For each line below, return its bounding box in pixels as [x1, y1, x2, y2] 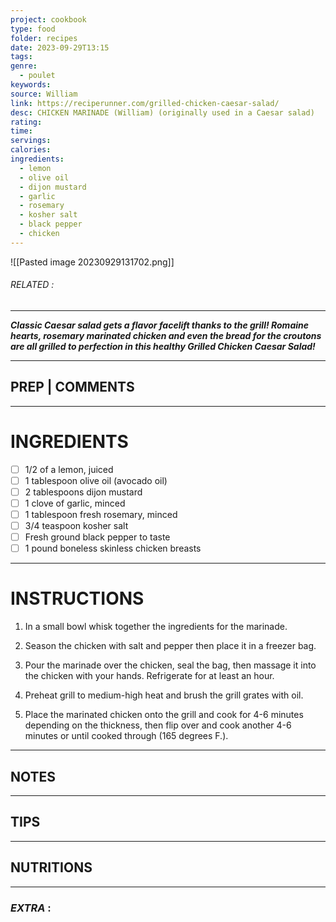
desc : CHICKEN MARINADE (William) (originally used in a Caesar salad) [10, 107, 315, 118]
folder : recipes [10, 33, 78, 43]
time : [10, 126, 33, 136]
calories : [10, 145, 52, 155]
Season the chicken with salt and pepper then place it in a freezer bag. [24, 640, 317, 652]
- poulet [19, 71, 56, 81]
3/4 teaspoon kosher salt [24, 520, 129, 532]
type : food [10, 24, 56, 34]
